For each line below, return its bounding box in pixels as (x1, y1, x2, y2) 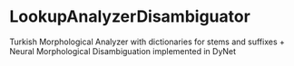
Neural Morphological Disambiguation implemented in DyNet (9, 45, 237, 56)
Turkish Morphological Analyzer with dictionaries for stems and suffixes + (9, 36, 286, 47)
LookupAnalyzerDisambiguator (9, 6, 251, 27)
